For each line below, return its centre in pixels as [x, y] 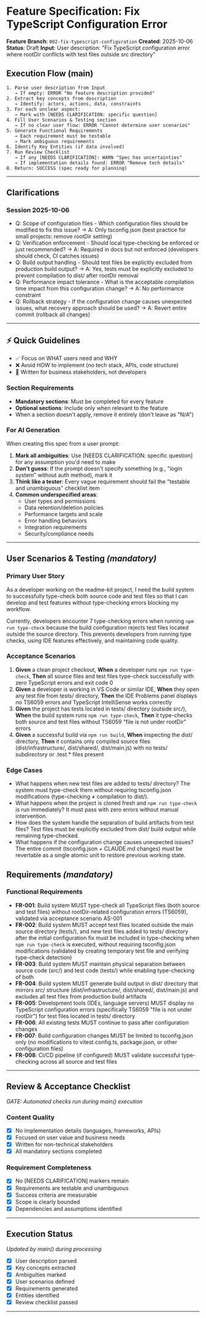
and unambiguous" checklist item [57, 488]
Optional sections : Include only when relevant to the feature [92, 408]
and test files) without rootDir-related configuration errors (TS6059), [101, 912]
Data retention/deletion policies [64, 508]
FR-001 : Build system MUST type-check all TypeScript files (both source [107, 905]
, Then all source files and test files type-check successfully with [112, 676]
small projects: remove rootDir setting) [63, 237]
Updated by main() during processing [54, 1249]
